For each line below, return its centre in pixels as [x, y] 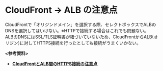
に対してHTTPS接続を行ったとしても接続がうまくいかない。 [80, 43]
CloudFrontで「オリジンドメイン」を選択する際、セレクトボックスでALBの [81, 24]
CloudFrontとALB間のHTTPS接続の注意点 [55, 64]
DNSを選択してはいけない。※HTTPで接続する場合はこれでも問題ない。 [77, 30]
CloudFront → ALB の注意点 [61, 10]
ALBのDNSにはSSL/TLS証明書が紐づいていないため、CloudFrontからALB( [79, 37]
